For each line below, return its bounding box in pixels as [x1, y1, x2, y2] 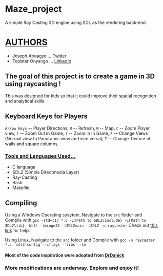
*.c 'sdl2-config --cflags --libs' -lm [5, 242, 86, 247]
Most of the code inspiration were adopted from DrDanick [5, 253, 124, 258]
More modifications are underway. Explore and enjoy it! [5, 265, 139, 272]
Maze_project [5, 3, 62, 15]
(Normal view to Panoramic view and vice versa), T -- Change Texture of [5, 135, 151, 141]
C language [12, 164, 36, 170]
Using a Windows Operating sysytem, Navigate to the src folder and [5, 212, 143, 218]
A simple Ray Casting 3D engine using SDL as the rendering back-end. [5, 20, 147, 25]
